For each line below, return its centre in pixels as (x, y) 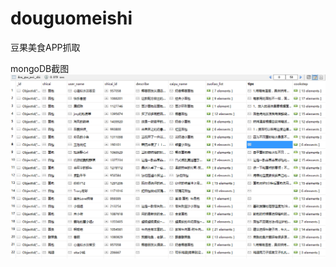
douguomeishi (71, 18)
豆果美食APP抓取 (45, 47)
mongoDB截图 (40, 68)
